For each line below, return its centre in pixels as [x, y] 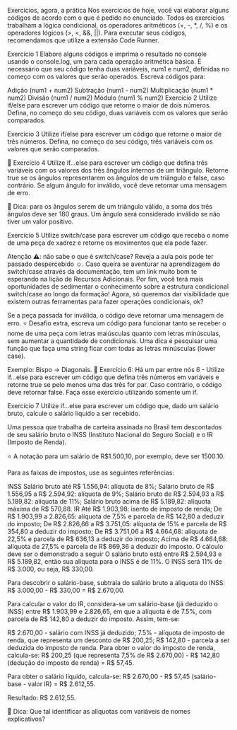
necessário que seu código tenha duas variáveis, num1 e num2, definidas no [118, 69]
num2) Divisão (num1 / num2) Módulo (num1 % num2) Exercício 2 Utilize [112, 98]
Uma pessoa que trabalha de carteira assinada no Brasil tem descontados [115, 427]
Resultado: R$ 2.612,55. [42, 697]
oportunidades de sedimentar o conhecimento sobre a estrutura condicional [118, 286]
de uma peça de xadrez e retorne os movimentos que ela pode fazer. [108, 243]
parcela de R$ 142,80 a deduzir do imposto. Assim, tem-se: [93, 619]
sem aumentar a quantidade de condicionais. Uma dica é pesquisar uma [112, 341]
